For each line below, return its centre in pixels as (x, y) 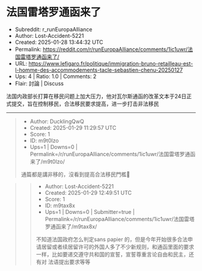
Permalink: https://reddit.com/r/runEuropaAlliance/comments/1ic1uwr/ (101, 49)
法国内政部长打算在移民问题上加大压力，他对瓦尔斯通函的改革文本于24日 (96, 96)
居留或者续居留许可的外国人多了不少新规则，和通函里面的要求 (118, 246)
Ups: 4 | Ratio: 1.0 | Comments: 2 (56, 76)
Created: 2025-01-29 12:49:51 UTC (88, 192)
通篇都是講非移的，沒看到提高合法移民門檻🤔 (75, 174)
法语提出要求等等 (69, 261)
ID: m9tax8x (60, 206)
